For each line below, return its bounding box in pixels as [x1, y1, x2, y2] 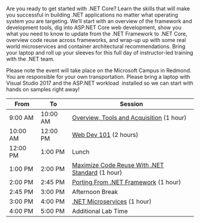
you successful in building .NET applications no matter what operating [6, 11, 179, 18]
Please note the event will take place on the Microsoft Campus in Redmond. [6, 67, 192, 74]
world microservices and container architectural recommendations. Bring [6, 43, 186, 50]
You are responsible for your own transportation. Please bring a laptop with [6, 74, 190, 80]
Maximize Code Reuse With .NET [71, 161, 164, 169]
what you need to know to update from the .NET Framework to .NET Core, [6, 30, 187, 37]
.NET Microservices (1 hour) [71, 197, 152, 205]
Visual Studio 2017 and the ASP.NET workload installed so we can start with [6, 79, 193, 87]
